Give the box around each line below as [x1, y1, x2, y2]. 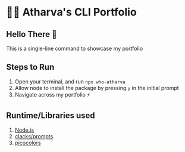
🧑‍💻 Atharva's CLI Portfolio [6, 5, 137, 19]
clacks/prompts [14, 132, 54, 139]
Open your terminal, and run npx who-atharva [14, 77, 126, 85]
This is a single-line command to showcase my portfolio [6, 45, 143, 52]
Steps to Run [6, 62, 55, 72]
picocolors [14, 139, 41, 146]
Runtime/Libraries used [6, 110, 95, 121]
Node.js [14, 126, 35, 134]
